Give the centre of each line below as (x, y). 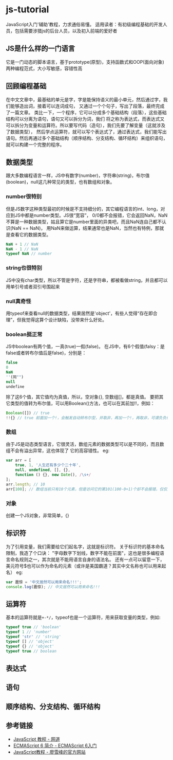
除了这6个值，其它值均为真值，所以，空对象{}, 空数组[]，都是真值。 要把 (82, 397)
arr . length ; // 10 (25, 484)
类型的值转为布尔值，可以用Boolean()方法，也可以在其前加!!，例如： (83, 403)
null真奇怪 (18, 301)
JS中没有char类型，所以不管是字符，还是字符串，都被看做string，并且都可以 (87, 280)
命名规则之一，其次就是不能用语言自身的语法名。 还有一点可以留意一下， (87, 559)
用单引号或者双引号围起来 (33, 286)
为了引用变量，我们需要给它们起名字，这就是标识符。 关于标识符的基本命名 (85, 547)
